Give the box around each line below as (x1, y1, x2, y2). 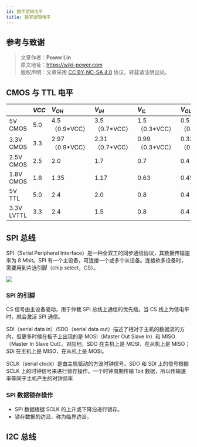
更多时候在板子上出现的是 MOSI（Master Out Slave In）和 (21, 333, 161, 340)
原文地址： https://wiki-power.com (20, 61, 103, 68)
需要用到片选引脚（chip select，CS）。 (6, 264, 99, 271)
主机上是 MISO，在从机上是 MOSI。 (21, 348, 107, 355)
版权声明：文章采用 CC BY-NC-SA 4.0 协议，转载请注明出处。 (20, 69, 170, 76)
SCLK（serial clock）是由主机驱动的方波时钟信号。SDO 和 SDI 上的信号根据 (6, 360, 189, 368)
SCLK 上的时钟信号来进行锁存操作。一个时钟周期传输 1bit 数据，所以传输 (6, 368, 181, 375)
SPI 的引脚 (6, 292, 35, 300)
